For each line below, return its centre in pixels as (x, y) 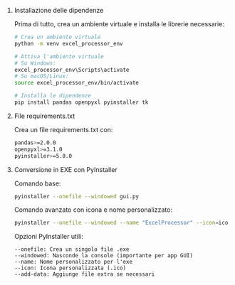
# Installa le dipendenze (52, 96)
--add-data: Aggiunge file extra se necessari (84, 274)
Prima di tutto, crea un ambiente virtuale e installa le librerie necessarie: (119, 24)
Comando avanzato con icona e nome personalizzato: (93, 210)
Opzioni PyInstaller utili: (49, 237)
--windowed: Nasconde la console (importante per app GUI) (104, 256)
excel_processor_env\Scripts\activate (72, 70)
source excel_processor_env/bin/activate (76, 83)
